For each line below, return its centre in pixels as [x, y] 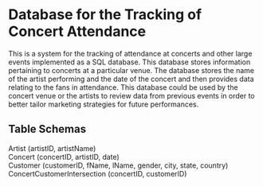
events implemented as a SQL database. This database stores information [130, 62]
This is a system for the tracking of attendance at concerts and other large [130, 53]
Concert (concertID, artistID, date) [64, 157]
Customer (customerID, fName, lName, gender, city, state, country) [118, 165]
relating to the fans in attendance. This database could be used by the [123, 87]
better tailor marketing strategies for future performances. [104, 104]
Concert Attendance [77, 31]
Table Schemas [47, 129]
